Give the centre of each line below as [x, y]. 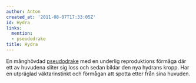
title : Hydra [22, 45]
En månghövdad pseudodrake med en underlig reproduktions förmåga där [96, 61]
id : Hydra [18, 22]
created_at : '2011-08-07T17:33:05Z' [51, 17]
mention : [22, 34]
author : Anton [24, 11]
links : [14, 28]
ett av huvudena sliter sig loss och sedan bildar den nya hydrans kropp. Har [98, 67]
